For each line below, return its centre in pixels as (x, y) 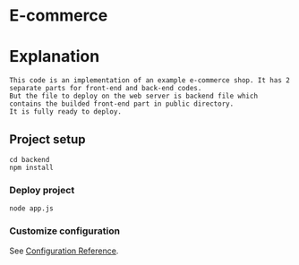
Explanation (55, 57)
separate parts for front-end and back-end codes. (106, 89)
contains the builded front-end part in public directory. (122, 104)
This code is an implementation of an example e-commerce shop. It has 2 (150, 81)
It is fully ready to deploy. (66, 112)
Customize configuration (65, 231)
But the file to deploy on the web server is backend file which (133, 96)
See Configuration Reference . (64, 251)
